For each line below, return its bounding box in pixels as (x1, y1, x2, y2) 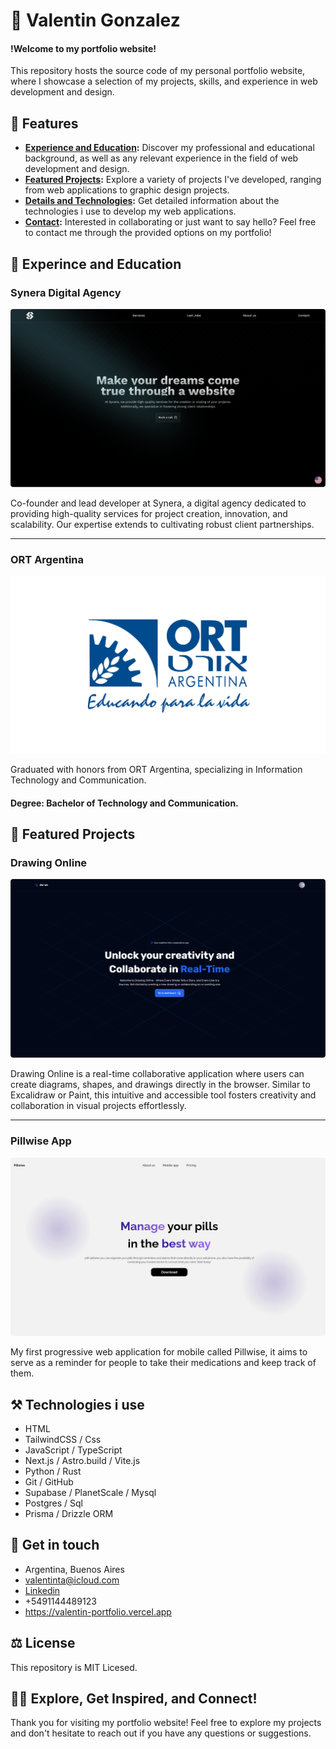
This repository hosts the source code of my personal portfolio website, (10, 65, 306, 77)
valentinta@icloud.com (24, 1574, 120, 1586)
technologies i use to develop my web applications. (24, 205, 237, 218)
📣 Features (10, 115, 79, 132)
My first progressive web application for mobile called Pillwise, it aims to (10, 1346, 308, 1358)
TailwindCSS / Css (24, 1433, 102, 1445)
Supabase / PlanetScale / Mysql (24, 1486, 157, 1498)
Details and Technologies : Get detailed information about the (24, 195, 280, 207)
